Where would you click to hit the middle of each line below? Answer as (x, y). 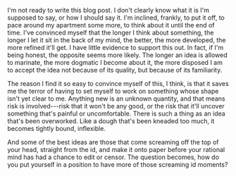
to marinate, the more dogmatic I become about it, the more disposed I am (115, 62)
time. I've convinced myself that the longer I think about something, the (111, 32)
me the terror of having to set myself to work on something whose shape (113, 91)
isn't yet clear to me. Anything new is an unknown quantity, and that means (116, 99)
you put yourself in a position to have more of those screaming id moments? (118, 164)
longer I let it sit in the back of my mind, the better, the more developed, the (117, 40)
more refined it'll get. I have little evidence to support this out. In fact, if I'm (116, 48)
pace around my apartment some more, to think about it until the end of (111, 25)
